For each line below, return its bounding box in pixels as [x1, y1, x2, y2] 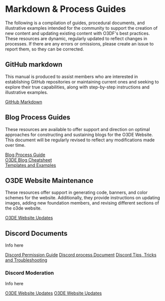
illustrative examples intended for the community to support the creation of [5, 25, 158, 31]
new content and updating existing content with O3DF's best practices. [5, 30, 150, 36]
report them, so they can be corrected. [5, 46, 84, 52]
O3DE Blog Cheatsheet [5, 157, 52, 163]
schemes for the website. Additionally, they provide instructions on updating [5, 195, 161, 201]
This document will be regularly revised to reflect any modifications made [5, 137, 155, 143]
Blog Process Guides [5, 113, 71, 122]
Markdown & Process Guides [5, 3, 126, 15]
